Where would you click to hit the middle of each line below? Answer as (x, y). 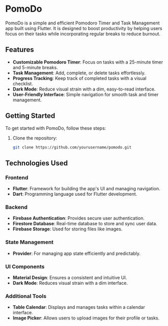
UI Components (25, 266)
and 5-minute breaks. (35, 67)
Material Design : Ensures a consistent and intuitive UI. (70, 278)
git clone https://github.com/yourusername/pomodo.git (72, 147)
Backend (17, 208)
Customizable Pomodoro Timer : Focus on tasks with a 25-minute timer (88, 62)
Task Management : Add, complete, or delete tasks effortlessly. (79, 73)
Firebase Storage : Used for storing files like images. (67, 229)
